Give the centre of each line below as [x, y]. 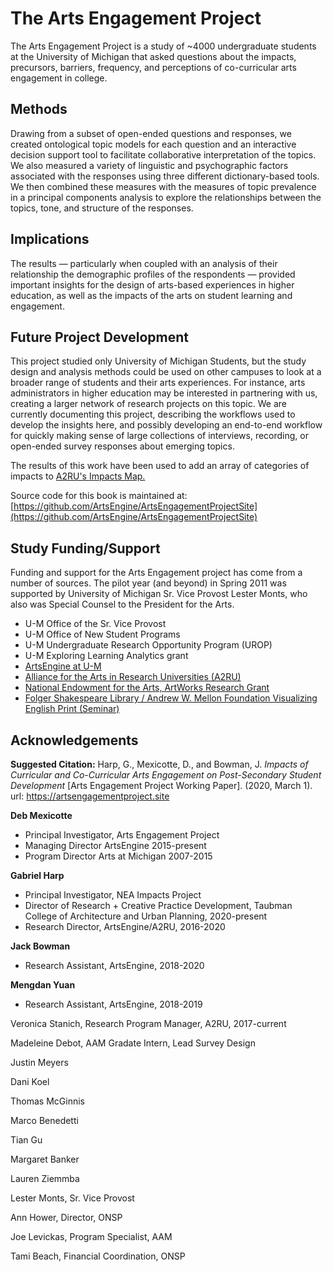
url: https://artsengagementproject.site [90, 796]
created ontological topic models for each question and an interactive [153, 144]
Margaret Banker [45, 1159]
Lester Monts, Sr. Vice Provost [72, 1198]
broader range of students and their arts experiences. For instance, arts [158, 383]
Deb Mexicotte [41, 815]
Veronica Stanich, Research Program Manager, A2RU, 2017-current [148, 1023]
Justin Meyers [39, 1062]
